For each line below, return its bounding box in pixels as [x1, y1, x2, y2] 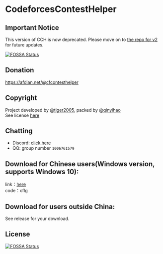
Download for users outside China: [5, 202, 115, 211]
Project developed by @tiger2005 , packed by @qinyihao [5, 107, 121, 113]
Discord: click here [12, 140, 51, 146]
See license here [5, 112, 40, 118]
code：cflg [5, 188, 28, 194]
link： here [5, 181, 26, 188]
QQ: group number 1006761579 [12, 145, 75, 151]
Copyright [5, 94, 37, 102]
